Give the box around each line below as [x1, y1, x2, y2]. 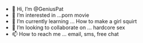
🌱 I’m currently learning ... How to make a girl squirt [11, 18, 137, 24]
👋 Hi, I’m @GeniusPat [11, 6, 64, 12]
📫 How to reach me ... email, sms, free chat [11, 31, 119, 37]
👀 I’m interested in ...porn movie [11, 12, 90, 19]
